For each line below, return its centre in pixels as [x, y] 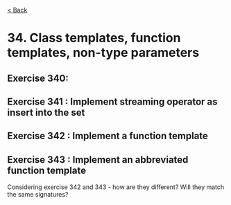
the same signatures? [38, 195]
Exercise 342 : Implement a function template [108, 136]
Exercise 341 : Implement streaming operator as [112, 101]
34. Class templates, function [94, 38]
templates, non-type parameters [103, 53]
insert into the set [46, 113]
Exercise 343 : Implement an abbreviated [98, 160]
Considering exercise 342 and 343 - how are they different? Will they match [116, 187]
